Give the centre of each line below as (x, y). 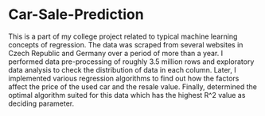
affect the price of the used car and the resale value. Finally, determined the (132, 86)
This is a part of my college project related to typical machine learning (123, 36)
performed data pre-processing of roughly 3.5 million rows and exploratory (131, 62)
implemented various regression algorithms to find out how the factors (124, 78)
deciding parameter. (41, 103)
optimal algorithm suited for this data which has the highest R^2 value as (127, 95)
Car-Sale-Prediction (76, 15)
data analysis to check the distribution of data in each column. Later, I (122, 69)
